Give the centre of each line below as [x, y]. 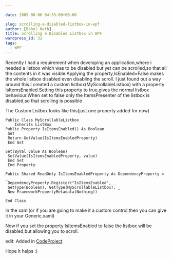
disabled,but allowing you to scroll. [42, 231]
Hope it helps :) [22, 251]
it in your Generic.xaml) [30, 215]
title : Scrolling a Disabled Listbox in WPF [54, 34]
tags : [11, 43]
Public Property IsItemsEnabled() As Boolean [55, 129]
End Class [16, 201]
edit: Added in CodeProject [34, 241]
